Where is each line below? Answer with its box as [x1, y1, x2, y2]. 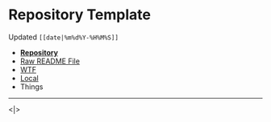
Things [19, 82, 44, 91]
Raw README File [19, 56, 81, 66]
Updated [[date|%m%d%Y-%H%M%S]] [8, 32, 119, 42]
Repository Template [8, 6, 152, 24]
